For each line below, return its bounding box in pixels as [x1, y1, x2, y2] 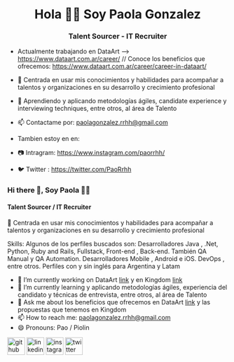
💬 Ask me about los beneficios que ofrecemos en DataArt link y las [17, 297, 211, 306]
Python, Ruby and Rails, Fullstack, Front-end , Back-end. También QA [7, 247, 207, 255]
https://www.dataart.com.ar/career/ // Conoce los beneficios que [17, 55, 205, 63]
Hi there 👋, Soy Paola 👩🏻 [7, 185, 91, 195]
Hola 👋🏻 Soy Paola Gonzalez [34, 6, 201, 22]
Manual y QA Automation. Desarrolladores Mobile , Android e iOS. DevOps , [7, 254, 225, 262]
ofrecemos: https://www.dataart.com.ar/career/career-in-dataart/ [17, 62, 207, 71]
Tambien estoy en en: [17, 135, 81, 143]
